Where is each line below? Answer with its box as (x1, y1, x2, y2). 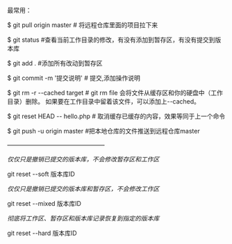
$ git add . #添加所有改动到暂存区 (7, 59, 103, 67)
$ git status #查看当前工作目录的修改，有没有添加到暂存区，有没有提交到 (7, 35, 215, 44)
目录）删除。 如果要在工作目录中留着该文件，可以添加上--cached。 (7, 97, 200, 106)
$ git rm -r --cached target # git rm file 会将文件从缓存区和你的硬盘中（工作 (7, 89, 224, 97)
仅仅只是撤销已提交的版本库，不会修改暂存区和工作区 (7, 155, 160, 163)
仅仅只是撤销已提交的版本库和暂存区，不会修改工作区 (7, 185, 160, 193)
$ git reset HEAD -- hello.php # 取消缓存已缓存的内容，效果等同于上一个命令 (7, 112, 226, 120)
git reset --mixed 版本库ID (7, 200, 82, 207)
